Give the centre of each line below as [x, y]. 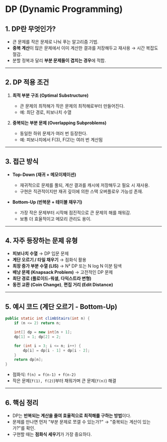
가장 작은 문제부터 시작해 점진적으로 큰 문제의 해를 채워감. [76, 213]
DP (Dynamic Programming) [64, 9]
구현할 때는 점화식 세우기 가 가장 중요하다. [52, 434]
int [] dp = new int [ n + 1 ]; [43, 332]
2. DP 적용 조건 [27, 83]
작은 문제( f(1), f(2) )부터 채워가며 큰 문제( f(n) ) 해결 [64, 381]
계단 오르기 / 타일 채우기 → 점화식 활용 [49, 260]
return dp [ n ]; [29, 360]
